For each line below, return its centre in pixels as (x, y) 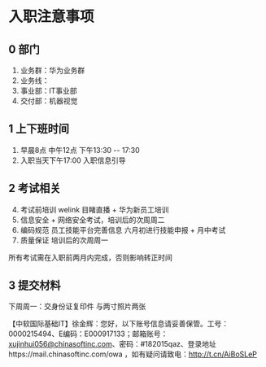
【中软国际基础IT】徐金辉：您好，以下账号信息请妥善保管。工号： (119, 324)
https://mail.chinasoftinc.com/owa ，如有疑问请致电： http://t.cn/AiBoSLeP (133, 354)
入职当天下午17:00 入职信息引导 (73, 160)
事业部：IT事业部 (48, 91)
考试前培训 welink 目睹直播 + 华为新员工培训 (94, 209)
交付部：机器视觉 (49, 101)
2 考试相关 (35, 188)
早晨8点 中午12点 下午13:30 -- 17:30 (80, 150)
